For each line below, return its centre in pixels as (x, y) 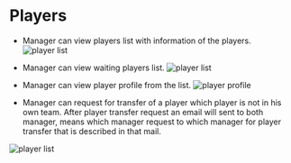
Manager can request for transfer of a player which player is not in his (152, 102)
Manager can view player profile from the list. (107, 85)
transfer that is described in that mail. (92, 131)
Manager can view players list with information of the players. (137, 41)
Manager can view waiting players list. (93, 68)
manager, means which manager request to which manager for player (152, 122)
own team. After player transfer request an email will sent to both (143, 112)
